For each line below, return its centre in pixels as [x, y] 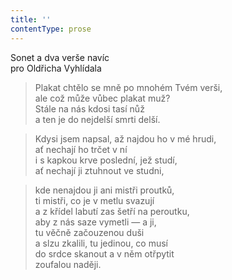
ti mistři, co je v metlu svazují [94, 200]
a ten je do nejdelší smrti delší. [97, 119]
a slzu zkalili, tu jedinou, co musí [101, 243]
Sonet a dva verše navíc [60, 57]
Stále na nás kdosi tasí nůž [89, 108]
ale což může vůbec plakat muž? [102, 98]
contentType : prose [51, 29]
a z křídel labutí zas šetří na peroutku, [112, 211]
